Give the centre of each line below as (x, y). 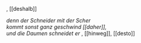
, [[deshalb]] (22, 9)
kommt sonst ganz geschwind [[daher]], (57, 27)
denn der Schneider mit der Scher (48, 20)
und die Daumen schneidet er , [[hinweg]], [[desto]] (70, 33)
